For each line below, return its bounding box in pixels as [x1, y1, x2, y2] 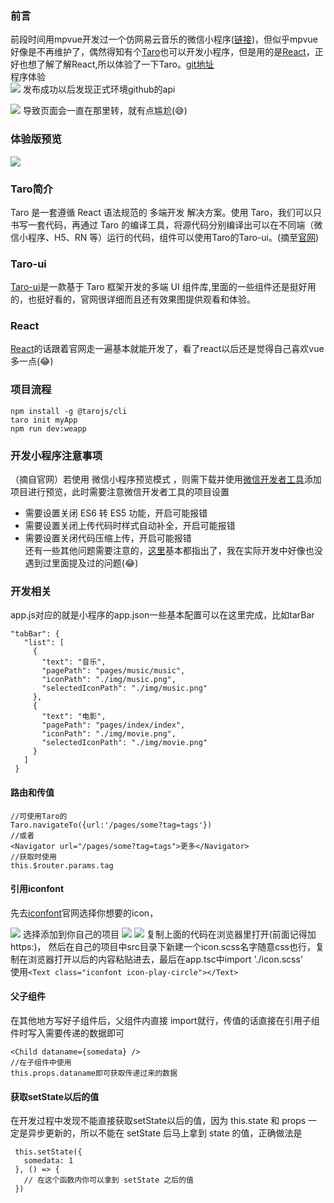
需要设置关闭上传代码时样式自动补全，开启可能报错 [24, 520, 236, 532]
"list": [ [23, 638, 65, 648]
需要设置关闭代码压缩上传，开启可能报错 [24, 532, 192, 544]
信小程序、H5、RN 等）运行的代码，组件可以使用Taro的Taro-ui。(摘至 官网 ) [10, 231, 320, 243]
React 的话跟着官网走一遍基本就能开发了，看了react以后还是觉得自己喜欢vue [10, 343, 325, 355]
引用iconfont [10, 883, 65, 895]
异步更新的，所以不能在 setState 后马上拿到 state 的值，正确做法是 [27, 1127, 303, 1139]
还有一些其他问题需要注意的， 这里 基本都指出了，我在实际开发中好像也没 [24, 545, 323, 557]
